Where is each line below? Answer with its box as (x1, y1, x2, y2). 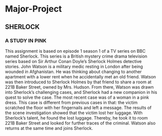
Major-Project (5, 3, 62, 15)
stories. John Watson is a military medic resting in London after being (5, 63, 143, 69)
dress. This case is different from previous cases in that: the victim (5, 99, 138, 105)
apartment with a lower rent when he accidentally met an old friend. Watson (5, 74, 156, 79)
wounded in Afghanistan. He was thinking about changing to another (5, 69, 142, 75)
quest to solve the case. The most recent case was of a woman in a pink (5, 94, 149, 100)
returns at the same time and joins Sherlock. (5, 125, 93, 131)
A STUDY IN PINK (5, 37, 47, 44)
